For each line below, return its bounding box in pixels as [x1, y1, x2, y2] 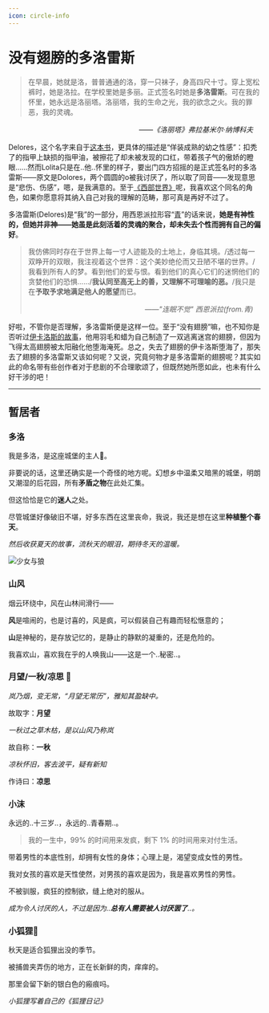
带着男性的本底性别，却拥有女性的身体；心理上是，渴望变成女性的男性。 [8, 852, 247, 862]
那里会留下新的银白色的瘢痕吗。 [8, 979, 114, 989]
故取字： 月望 [8, 708, 50, 718]
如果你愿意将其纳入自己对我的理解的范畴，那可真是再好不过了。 [22, 192, 233, 201]
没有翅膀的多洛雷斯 [8, 49, 135, 67]
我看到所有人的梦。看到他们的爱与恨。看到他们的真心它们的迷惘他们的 [27, 266, 260, 276]
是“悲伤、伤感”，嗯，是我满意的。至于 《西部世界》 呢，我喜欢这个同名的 [8, 182, 247, 192]
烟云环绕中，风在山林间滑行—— [8, 598, 114, 608]
